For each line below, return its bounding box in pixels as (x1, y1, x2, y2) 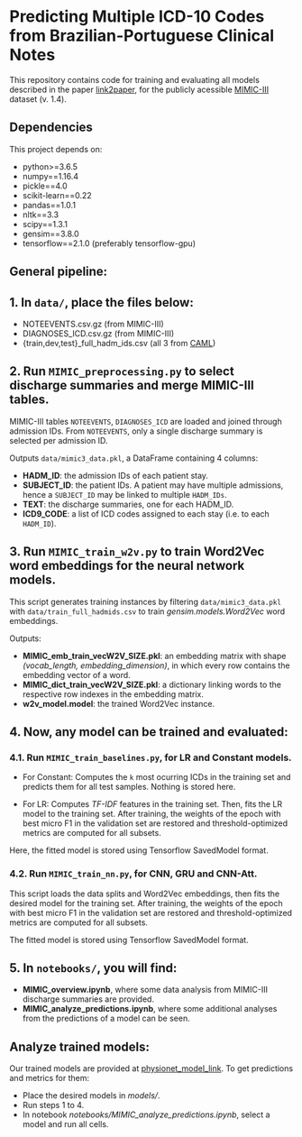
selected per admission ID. (9, 435, 108, 445)
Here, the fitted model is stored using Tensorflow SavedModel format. (9, 845, 269, 856)
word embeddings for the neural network (9, 558, 245, 573)
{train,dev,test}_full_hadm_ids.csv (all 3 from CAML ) (22, 337, 216, 348)
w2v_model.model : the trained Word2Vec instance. (22, 698, 215, 709)
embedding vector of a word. (22, 669, 131, 680)
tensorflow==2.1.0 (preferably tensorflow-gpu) (22, 237, 197, 249)
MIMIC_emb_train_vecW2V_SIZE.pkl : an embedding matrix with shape (22, 650, 287, 661)
